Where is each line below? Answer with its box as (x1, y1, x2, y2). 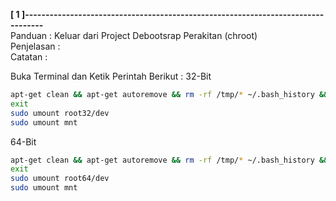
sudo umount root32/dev (10, 108, 110, 118)
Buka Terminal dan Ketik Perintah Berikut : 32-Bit (10, 70, 212, 82)
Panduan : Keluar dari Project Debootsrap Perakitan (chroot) (10, 30, 258, 41)
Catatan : (10, 51, 48, 63)
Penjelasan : (10, 40, 61, 52)
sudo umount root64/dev (10, 174, 110, 184)
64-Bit (10, 135, 37, 148)
